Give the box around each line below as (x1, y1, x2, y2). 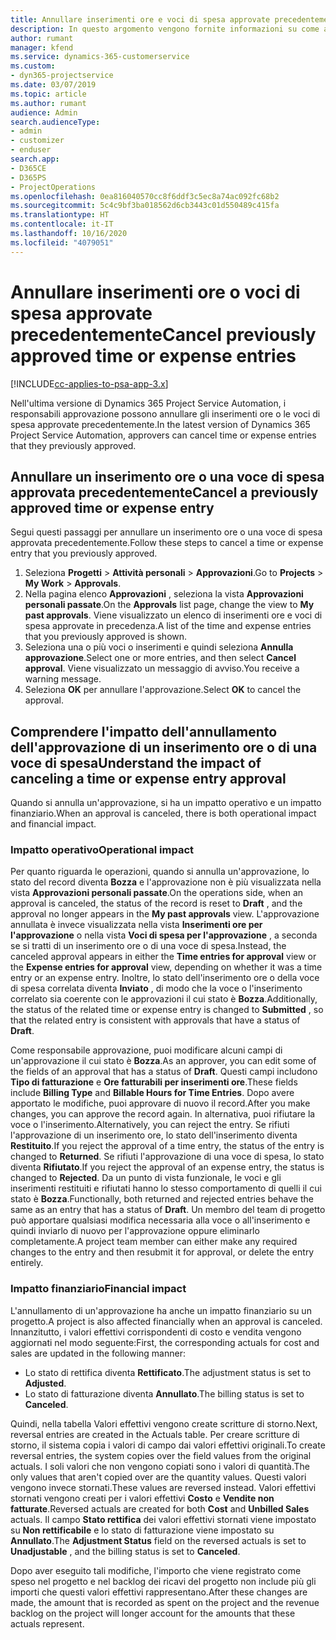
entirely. (10, 1257, 44, 1269)
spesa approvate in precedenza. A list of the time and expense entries (24, 620, 312, 632)
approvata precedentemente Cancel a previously (10, 484, 319, 501)
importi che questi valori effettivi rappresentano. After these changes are (10, 1586, 308, 1598)
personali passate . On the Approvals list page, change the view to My (24, 599, 315, 611)
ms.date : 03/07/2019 (10, 80, 97, 90)
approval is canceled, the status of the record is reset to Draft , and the (10, 897, 303, 910)
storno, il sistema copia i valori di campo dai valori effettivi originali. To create (10, 1439, 326, 1451)
